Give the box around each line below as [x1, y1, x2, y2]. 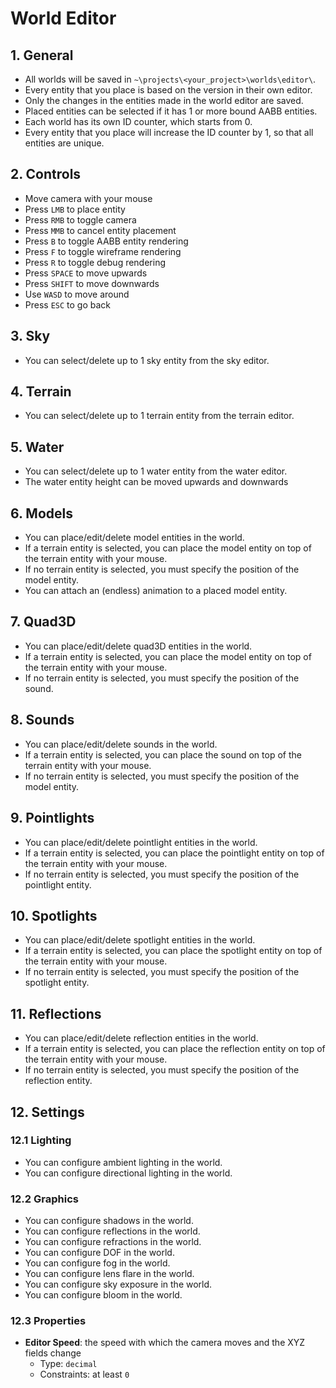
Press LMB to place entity [24, 203, 126, 215]
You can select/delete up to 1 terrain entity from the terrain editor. [24, 410, 295, 422]
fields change [24, 1347, 82, 1359]
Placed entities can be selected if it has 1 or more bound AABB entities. [24, 105, 318, 117]
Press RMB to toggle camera [24, 213, 137, 226]
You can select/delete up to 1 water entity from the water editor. [24, 465, 288, 477]
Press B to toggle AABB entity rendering [24, 235, 189, 247]
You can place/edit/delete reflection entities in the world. [24, 1032, 259, 1044]
